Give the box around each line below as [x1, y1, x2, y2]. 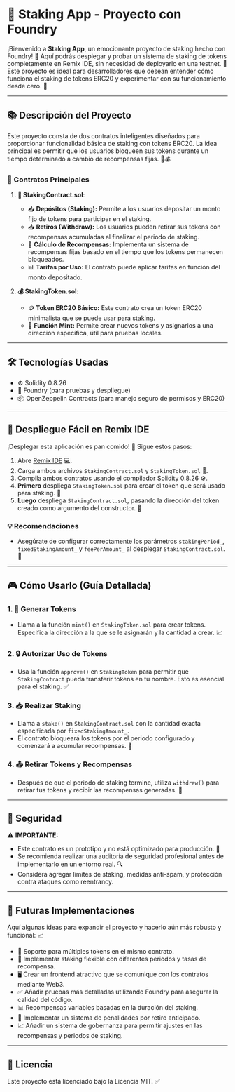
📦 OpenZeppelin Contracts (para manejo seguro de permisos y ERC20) [17, 394, 225, 402]
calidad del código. [17, 996, 73, 1004]
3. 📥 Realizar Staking [7, 700, 82, 710]
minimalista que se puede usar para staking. [27, 314, 156, 322]
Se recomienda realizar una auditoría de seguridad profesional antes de [17, 852, 224, 860]
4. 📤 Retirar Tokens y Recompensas [7, 759, 133, 769]
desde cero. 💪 [7, 81, 48, 90]
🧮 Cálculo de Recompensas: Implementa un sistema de [27, 240, 189, 248]
